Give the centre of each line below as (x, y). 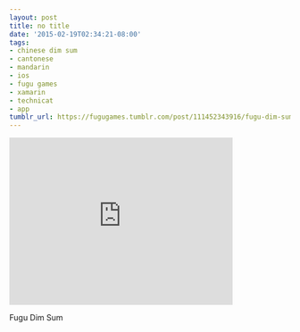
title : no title (39, 26)
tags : (19, 42)
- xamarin (28, 92)
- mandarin (29, 68)
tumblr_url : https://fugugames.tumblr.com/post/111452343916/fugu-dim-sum (151, 117)
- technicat (31, 100)
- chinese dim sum (43, 51)
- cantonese (31, 59)
